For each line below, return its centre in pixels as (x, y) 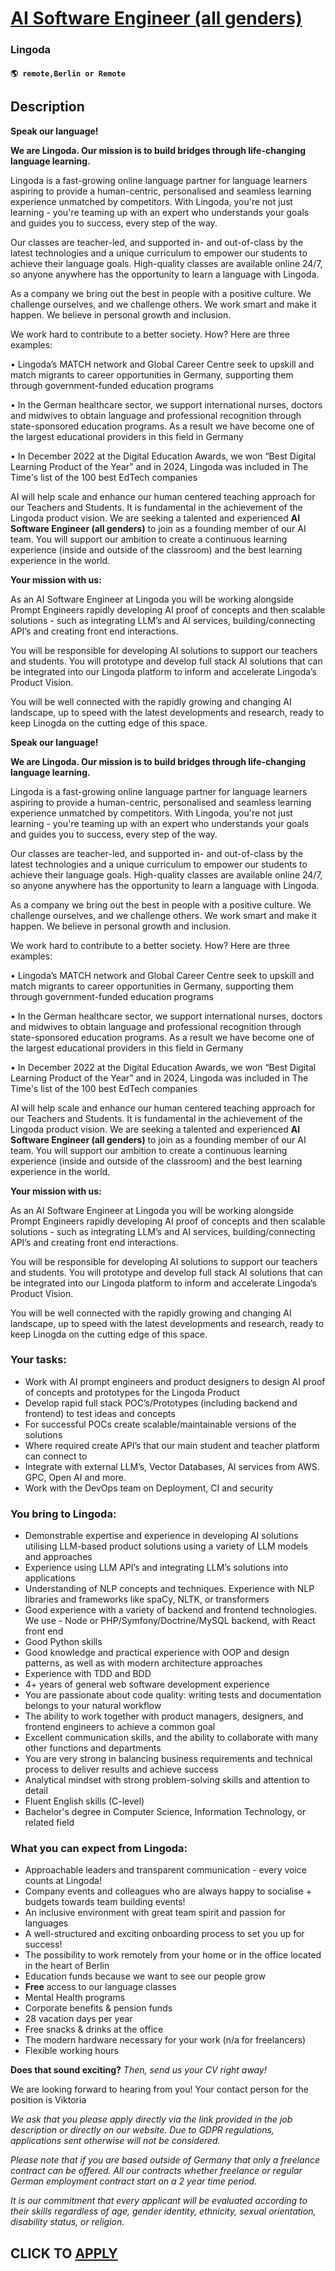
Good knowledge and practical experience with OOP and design (157, 1653)
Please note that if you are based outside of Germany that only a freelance (165, 2160)
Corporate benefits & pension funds (98, 2008)
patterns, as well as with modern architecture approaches (143, 1663)
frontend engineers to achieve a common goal (120, 1727)
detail (36, 1791)
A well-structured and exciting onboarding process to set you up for (164, 1934)
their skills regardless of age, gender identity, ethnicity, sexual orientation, (163, 2211)
